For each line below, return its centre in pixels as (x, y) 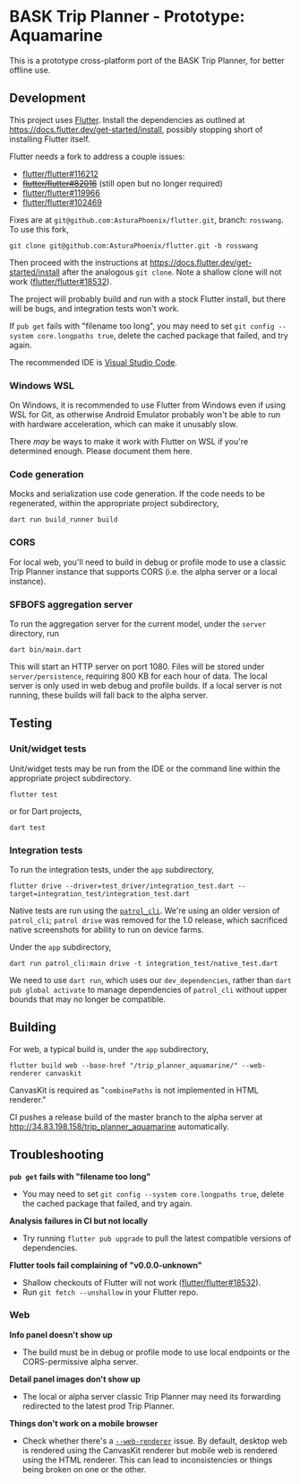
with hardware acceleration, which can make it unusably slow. (124, 425)
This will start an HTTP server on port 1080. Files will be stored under (137, 666)
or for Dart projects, (46, 811)
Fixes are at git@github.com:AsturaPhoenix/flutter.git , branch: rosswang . (146, 220)
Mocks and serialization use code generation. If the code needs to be (137, 494)
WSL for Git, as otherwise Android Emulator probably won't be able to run (145, 415)
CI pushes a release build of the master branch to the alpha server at (136, 1117)
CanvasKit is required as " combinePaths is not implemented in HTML (134, 1090)
